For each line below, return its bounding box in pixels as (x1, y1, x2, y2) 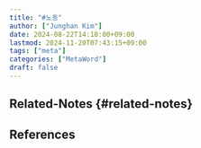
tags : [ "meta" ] (9, 47, 67, 56)
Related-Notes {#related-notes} (9, 96, 194, 112)
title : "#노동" (9, 13, 63, 22)
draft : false (9, 64, 59, 73)
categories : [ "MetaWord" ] (9, 55, 106, 64)
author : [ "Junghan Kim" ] (9, 22, 103, 30)
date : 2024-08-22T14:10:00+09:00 (9, 30, 135, 39)
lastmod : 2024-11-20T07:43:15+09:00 (9, 38, 147, 48)
